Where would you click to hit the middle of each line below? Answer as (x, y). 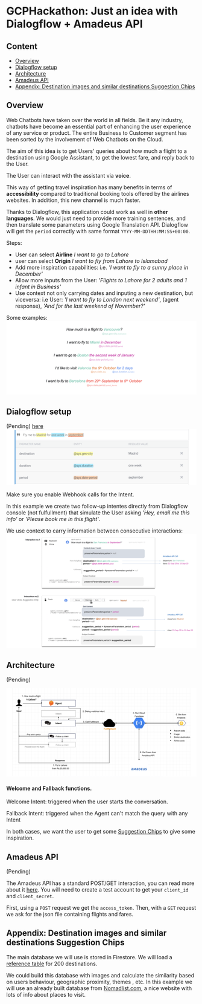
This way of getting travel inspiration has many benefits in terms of (89, 187)
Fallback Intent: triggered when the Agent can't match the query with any (97, 814)
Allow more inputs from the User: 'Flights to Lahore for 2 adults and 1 (101, 280)
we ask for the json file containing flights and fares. (70, 914)
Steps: (14, 242)
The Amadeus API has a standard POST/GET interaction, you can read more (100, 883)
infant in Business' (38, 287)
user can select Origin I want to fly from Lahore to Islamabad (91, 261)
